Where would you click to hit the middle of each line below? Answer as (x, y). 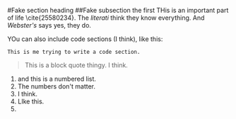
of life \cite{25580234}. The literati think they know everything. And (106, 18)
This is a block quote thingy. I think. (76, 65)
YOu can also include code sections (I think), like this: (85, 39)
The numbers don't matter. (57, 86)
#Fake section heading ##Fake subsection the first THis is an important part (118, 10)
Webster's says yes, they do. (49, 25)
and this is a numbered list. (57, 79)
